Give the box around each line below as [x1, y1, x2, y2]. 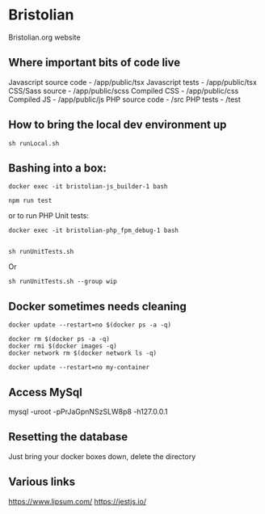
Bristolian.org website [8, 32, 81, 42]
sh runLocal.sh [8, 139, 60, 147]
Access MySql [8, 385, 83, 399]
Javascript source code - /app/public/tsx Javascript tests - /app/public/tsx [8, 77, 257, 86]
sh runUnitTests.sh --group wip [8, 277, 117, 286]
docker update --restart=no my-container [8, 364, 150, 372]
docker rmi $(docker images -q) [8, 342, 117, 351]
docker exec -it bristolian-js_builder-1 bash [8, 183, 168, 191]
